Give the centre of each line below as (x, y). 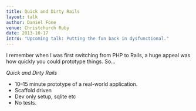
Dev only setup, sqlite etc (45, 96)
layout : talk (22, 17)
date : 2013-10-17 (27, 33)
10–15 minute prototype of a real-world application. (76, 84)
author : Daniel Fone (31, 22)
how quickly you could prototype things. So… (61, 61)
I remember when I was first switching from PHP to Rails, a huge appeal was (98, 55)
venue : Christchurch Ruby (38, 28)
